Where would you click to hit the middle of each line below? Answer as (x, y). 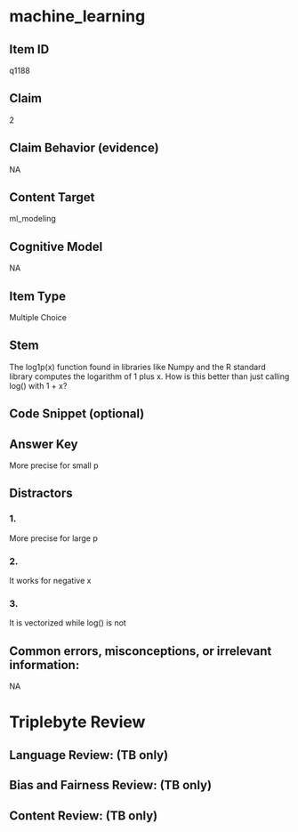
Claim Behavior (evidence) (84, 148)
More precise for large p (53, 538)
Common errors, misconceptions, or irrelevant (141, 651)
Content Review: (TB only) (84, 816)
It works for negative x (50, 581)
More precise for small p (54, 465)
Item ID (29, 49)
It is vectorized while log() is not (68, 623)
